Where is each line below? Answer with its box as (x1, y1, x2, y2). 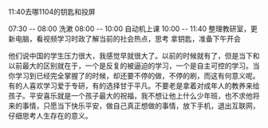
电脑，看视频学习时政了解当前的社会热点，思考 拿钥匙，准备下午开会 (14, 34, 241, 43)
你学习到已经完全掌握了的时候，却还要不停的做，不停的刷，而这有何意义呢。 (8, 71, 260, 80)
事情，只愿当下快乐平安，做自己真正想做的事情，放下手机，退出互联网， (22, 101, 260, 110)
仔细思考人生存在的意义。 (8, 111, 93, 120)
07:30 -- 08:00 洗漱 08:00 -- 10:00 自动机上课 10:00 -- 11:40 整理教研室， (8, 24, 251, 34)
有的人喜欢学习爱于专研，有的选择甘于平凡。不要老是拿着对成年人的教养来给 (8, 81, 260, 90)
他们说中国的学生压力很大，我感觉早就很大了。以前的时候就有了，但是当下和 (8, 51, 260, 60)
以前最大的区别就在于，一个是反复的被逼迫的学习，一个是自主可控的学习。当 (8, 61, 260, 70)
